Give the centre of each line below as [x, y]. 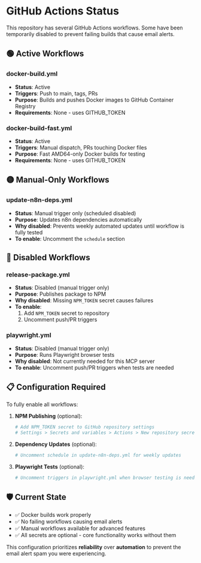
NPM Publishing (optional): [48, 416]
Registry [25, 106]
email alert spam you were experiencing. [56, 553]
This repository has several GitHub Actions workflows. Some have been [95, 28]
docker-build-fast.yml [39, 128]
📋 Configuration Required [56, 387]
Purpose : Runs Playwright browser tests [65, 355]
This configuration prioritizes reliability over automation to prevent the [94, 547]
